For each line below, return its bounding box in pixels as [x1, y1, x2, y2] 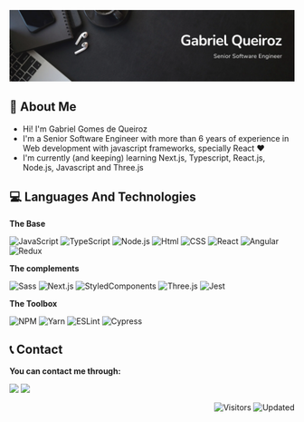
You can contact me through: [9, 366, 121, 377]
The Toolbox [9, 298, 58, 309]
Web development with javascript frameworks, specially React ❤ [22, 142, 265, 153]
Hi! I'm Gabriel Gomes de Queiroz [22, 123, 147, 134]
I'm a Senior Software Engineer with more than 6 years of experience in [22, 132, 290, 143]
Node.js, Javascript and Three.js [22, 162, 144, 172]
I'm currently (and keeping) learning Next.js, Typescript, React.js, [22, 152, 265, 163]
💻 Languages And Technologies [9, 190, 196, 205]
